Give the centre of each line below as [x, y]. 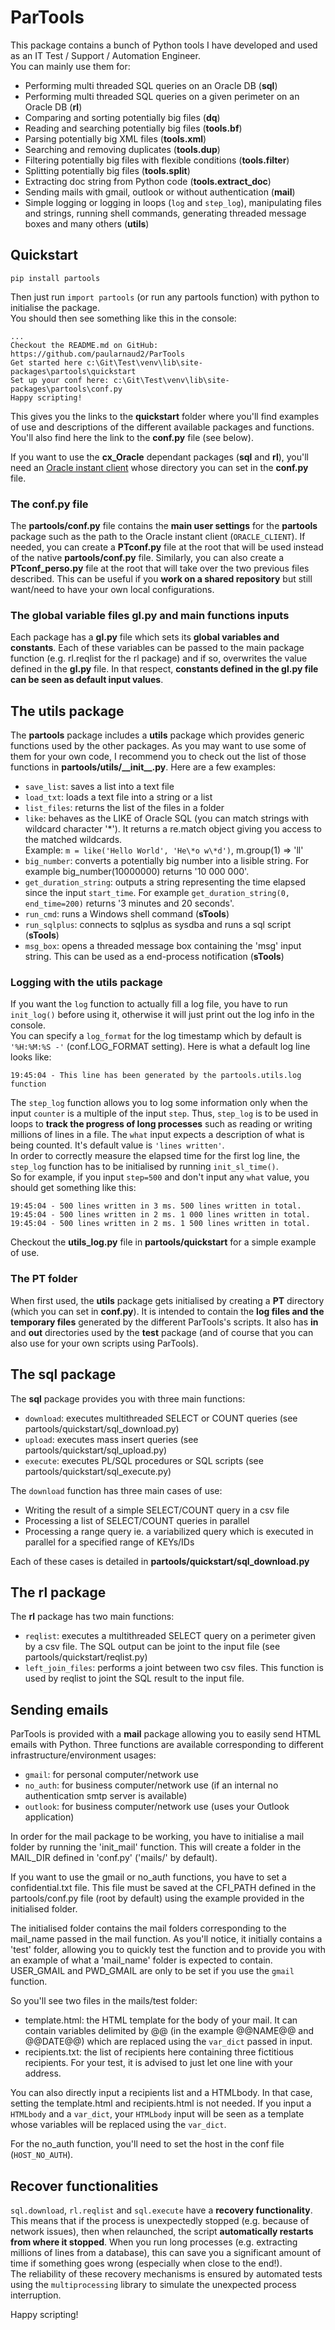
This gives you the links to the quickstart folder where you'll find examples [165, 416]
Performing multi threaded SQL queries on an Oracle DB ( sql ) [151, 85]
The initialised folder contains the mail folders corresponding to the [148, 1928]
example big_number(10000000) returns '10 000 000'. [137, 872]
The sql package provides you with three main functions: [128, 1398]
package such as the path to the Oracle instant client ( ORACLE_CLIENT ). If [158, 537]
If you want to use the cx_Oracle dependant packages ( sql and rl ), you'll [160, 457]
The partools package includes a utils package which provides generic [157, 735]
